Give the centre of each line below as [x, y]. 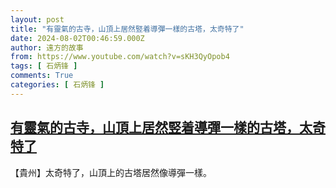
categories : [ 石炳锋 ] [57, 85]
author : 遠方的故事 [47, 47]
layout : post [37, 19]
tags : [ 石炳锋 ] [44, 66]
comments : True [42, 76]
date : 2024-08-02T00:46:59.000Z [77, 38]
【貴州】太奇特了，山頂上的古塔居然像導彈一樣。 [111, 172]
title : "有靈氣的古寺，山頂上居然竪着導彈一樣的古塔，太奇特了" [127, 29]
